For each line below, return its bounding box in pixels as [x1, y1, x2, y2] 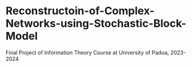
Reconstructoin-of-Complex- [5, 4, 155, 18]
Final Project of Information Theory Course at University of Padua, [5, 49, 169, 56]
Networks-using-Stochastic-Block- [5, 17, 187, 30]
